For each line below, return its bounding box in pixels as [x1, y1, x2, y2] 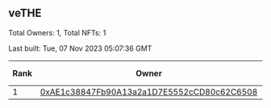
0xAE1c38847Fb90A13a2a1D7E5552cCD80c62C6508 [40, 86, 258, 98]
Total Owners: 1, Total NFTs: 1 [8, 27, 106, 37]
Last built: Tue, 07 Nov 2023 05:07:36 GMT [8, 44, 152, 53]
